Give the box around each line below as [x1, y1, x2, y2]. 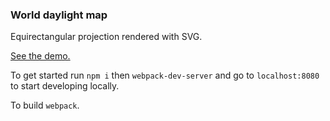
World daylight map [10, 8, 108, 22]
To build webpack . [10, 99, 80, 112]
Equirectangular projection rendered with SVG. [10, 31, 203, 43]
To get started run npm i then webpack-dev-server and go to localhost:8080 [10, 69, 320, 82]
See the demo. [10, 50, 71, 62]
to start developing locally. [10, 80, 120, 92]
